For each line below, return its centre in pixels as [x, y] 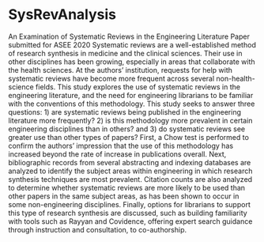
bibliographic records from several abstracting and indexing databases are [130, 162]
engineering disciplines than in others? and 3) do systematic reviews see [127, 129]
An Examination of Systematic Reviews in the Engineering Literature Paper [129, 36]
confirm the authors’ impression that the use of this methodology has [121, 146]
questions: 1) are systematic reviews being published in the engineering [124, 112]
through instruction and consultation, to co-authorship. [98, 229]
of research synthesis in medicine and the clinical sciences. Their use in [125, 53]
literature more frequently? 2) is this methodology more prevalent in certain [130, 120]
